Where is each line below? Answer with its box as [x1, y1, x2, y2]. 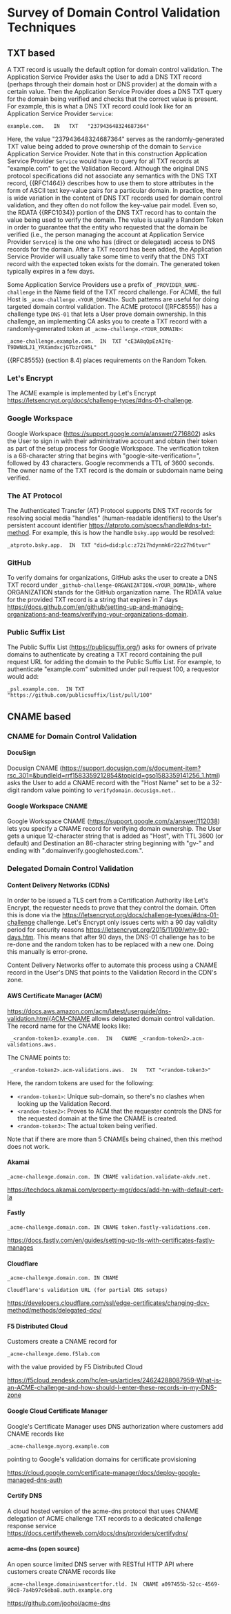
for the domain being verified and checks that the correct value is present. [7, 95, 219, 103]
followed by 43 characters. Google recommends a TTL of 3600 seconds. [7, 458, 215, 467]
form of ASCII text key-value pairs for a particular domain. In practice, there [7, 187, 222, 194]
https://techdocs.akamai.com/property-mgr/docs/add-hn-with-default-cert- [7, 1185, 224, 1194]
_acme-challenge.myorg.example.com [7, 1443, 110, 1449]
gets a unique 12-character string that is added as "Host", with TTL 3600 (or [7, 832, 224, 841]
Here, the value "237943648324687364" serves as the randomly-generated [7, 135, 225, 143]
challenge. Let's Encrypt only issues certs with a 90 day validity [37, 918, 217, 927]
